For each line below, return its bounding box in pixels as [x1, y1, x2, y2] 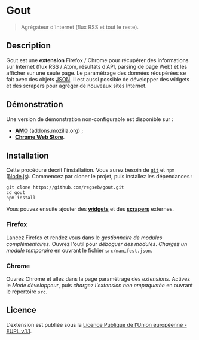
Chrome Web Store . [14, 133, 65, 141]
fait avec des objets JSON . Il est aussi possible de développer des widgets [6, 75, 190, 83]
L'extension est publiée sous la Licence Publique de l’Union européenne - [6, 321, 187, 328]
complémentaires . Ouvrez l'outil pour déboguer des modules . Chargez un [6, 240, 188, 247]
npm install [6, 195, 36, 201]
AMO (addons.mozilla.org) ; [14, 127, 84, 134]
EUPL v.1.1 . [6, 327, 32, 335]
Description [6, 41, 51, 51]
